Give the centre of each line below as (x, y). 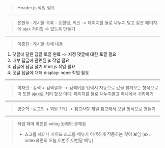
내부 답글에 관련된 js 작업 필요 (41, 60)
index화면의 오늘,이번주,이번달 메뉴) (59, 140)
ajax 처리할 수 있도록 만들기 (49, 29)
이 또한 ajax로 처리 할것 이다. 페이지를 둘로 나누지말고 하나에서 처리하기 (85, 94)
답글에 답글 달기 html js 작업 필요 (44, 66)
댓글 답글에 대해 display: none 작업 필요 (51, 73)
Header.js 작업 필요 (36, 8)
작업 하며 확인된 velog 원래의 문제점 (52, 124)
